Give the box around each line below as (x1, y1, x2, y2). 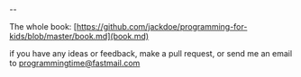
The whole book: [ (9, 21, 78, 31)
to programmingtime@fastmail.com (9, 58, 141, 68)
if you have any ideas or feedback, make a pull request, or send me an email (9, 48, 293, 58)
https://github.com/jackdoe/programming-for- (76, 21, 248, 31)
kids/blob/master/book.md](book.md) (9, 31, 150, 41)
